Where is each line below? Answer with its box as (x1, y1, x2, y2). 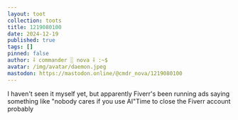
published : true (7, 37, 55, 44)
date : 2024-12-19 (7, 30, 59, 38)
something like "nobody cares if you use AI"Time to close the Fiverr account (7, 97, 231, 105)
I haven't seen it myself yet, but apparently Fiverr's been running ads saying (7, 89, 230, 98)
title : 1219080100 (7, 23, 62, 31)
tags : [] (7, 43, 33, 50)
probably (7, 104, 34, 113)
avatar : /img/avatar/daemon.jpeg (7, 63, 107, 70)
